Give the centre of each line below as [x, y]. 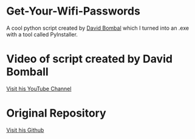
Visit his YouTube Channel [39, 89]
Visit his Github [25, 130]
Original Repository [56, 113]
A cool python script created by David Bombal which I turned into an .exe [98, 28]
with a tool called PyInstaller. [42, 34]
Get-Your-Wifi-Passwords [74, 11]
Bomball [27, 72]
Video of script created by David [90, 59]
